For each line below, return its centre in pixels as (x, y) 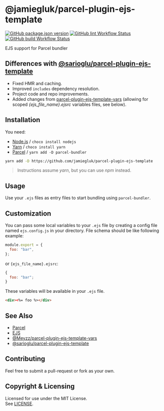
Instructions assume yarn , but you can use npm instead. (74, 170)
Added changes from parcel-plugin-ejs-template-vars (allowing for (80, 99)
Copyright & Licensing (40, 387)
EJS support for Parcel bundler (36, 48)
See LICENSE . (19, 404)
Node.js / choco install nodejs (44, 141)
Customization (28, 213)
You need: (16, 132)
